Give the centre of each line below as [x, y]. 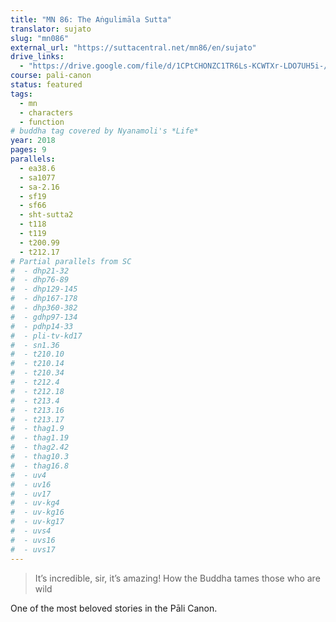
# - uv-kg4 [35, 503]
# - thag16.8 [40, 466]
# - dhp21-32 [40, 271]
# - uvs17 [33, 549]
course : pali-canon [51, 76]
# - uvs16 [33, 540]
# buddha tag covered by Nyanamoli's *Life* [104, 131]
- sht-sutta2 [46, 215]
